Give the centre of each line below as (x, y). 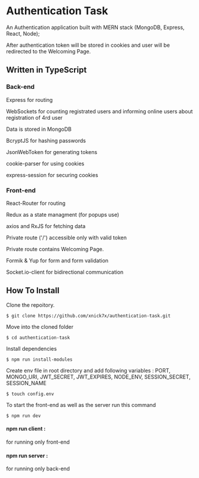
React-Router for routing (36, 203)
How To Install (33, 291)
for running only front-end (38, 442)
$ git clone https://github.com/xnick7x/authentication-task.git (88, 316)
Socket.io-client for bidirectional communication (65, 272)
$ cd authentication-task (38, 338)
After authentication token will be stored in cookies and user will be (88, 45)
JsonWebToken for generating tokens (52, 152)
